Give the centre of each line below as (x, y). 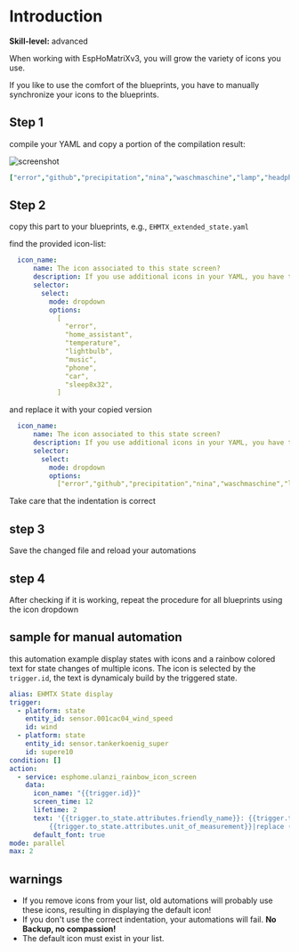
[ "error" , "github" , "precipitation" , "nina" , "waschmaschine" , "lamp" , (137, 177)
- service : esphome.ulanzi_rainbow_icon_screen (107, 777)
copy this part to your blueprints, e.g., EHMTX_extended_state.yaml (129, 227)
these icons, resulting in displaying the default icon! (117, 910)
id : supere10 (49, 752)
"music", (81, 359)
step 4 (28, 578)
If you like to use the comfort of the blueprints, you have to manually (134, 85)
